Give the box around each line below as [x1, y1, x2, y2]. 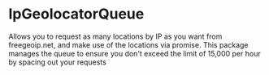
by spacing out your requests [8, 57, 107, 67]
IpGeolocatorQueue [8, 5, 145, 23]
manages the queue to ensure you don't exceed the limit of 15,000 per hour [8, 48, 262, 58]
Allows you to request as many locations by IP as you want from [8, 31, 223, 41]
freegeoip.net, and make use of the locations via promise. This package [8, 40, 249, 49]
